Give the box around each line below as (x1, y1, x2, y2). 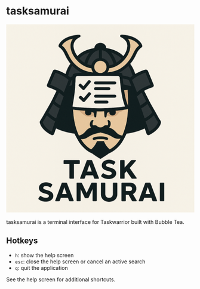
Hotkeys (6, 236, 38, 246)
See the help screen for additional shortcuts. (6, 276, 116, 283)
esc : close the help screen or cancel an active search (14, 258, 146, 265)
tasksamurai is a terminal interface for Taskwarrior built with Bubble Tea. (6, 218, 184, 225)
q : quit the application (14, 264, 69, 271)
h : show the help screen (14, 251, 74, 259)
